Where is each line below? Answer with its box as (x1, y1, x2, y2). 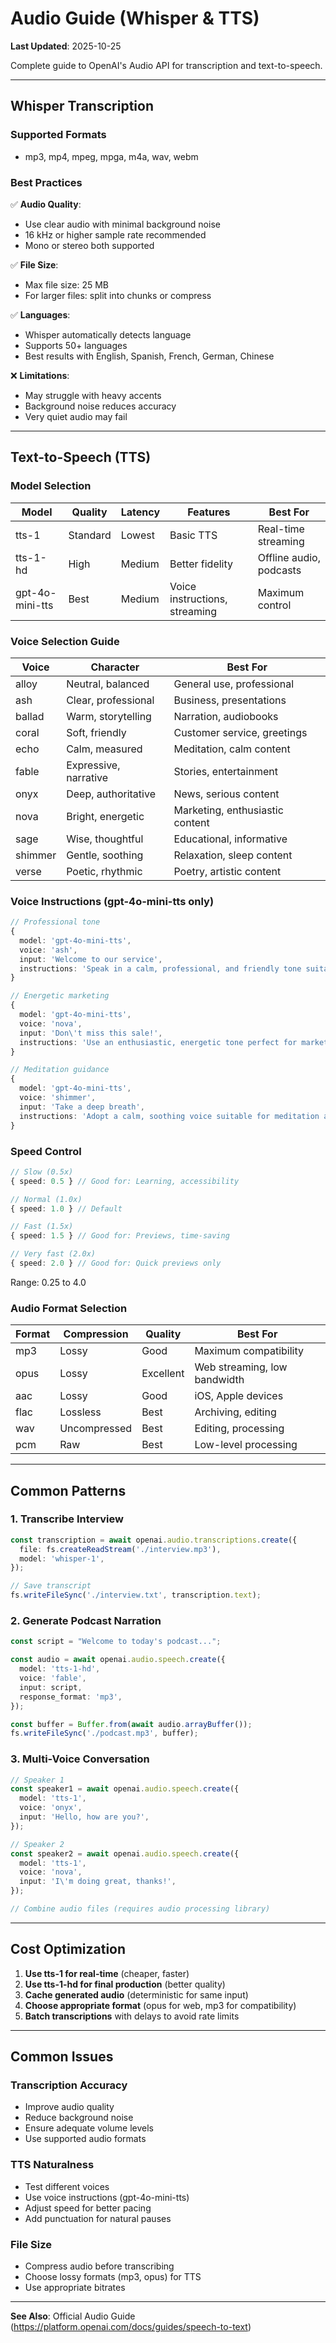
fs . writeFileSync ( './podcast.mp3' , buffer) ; (10, 1728, 199, 1739)
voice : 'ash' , (19, 945, 78, 955)
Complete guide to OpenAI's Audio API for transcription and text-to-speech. (10, 59, 323, 71)
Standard (68, 528, 112, 542)
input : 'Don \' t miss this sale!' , (19, 1028, 163, 1038)
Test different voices (24, 2180, 110, 2192)
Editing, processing (194, 1422, 285, 1436)
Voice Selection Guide (10, 634, 120, 648)
